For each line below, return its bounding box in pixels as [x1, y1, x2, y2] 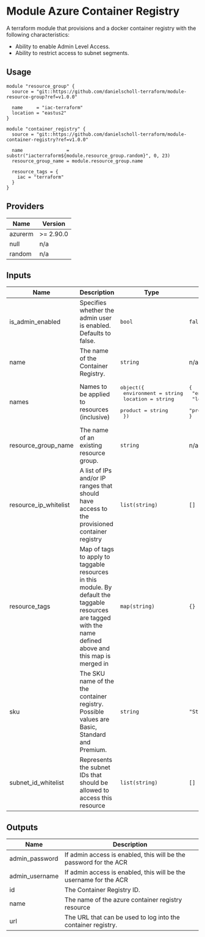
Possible [79, 707, 104, 716]
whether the [79, 306, 115, 315]
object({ [120, 385, 145, 391]
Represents [79, 756, 113, 764]
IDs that [79, 771, 102, 780]
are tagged [79, 613, 111, 622]
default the [79, 591, 111, 599]
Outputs [6, 822, 38, 833]
